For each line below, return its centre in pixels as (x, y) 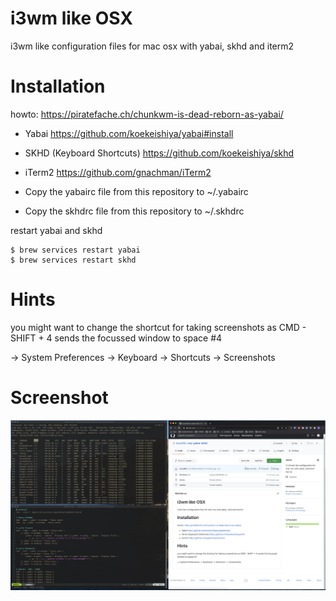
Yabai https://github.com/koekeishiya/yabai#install (129, 133)
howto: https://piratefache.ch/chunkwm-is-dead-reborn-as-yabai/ (147, 114)
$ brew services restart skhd (73, 260)
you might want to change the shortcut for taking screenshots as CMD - (158, 327)
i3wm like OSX (71, 18)
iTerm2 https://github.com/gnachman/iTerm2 (118, 172)
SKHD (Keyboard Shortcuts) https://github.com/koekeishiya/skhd (159, 153)
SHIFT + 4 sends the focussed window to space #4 (116, 338)
